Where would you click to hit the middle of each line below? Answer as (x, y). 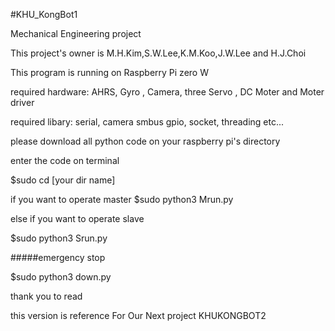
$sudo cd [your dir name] (63, 180)
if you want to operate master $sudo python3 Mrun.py (122, 199)
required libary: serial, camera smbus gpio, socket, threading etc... (147, 122)
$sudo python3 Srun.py (59, 238)
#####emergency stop (58, 257)
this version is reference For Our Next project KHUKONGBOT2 (138, 315)
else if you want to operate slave (77, 218)
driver (22, 102)
